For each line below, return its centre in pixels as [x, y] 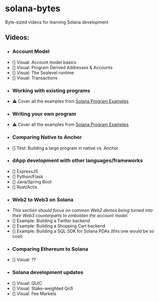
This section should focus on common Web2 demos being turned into [82, 210]
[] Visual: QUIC [27, 283]
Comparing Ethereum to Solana [50, 249]
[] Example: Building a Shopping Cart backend [59, 226]
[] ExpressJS [25, 171]
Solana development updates [48, 273]
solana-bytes [33, 9]
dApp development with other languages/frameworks [78, 161]
